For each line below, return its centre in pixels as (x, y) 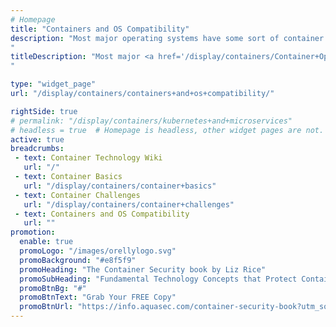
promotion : (33, 232)
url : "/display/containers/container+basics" (120, 186)
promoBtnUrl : (46, 307)
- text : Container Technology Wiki (88, 158)
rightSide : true (44, 111)
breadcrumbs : (37, 149)
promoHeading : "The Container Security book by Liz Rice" (143, 269)
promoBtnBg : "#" (53, 288)
